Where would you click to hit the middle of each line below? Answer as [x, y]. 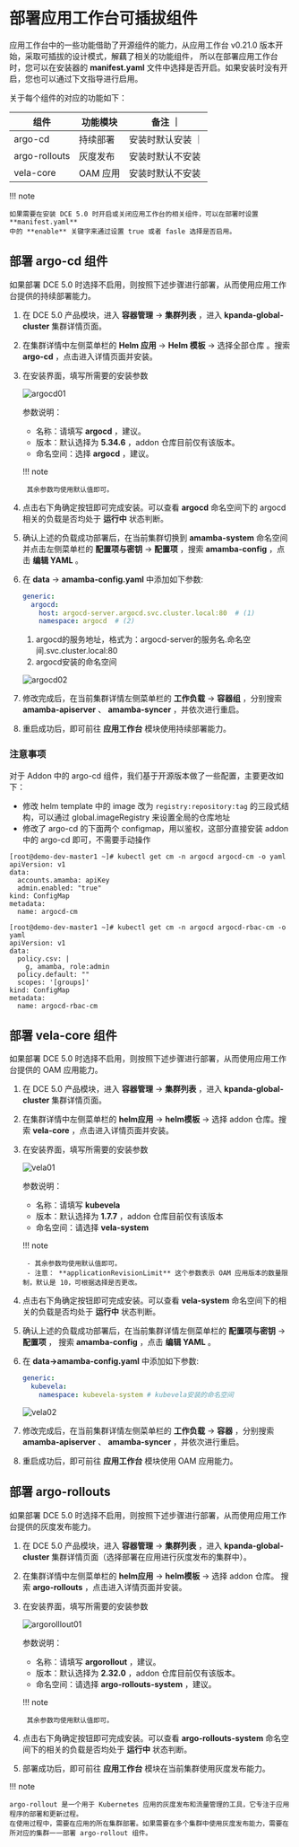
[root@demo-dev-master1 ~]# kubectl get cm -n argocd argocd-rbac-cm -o [148, 927]
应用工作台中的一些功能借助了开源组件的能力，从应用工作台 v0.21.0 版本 [142, 45]
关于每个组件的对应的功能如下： [68, 97]
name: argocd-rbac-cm [58, 1006]
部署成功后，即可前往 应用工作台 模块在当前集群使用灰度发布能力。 [146, 1768]
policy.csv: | [43, 959]
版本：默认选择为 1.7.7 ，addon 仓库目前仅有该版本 [129, 1217]
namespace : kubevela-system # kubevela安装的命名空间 [137, 1395]
